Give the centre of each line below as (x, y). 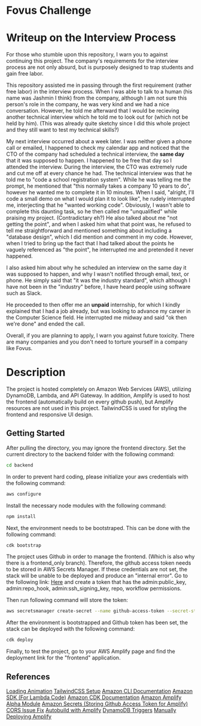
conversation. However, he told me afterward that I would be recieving (93, 111)
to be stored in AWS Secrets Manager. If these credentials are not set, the (97, 570)
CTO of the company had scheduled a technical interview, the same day (95, 154)
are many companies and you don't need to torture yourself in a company (97, 342)
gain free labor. (25, 74)
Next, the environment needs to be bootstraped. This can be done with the (98, 528)
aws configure (24, 494)
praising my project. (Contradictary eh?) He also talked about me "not (92, 218)
